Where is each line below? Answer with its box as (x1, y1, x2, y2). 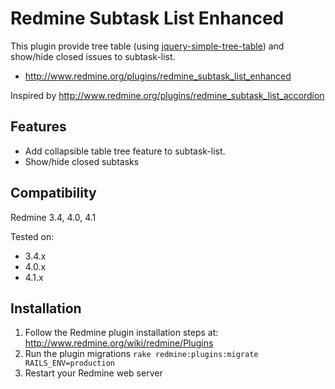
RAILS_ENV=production (24, 358, 115, 369)
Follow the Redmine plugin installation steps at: (24, 327, 219, 339)
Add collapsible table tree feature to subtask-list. (24, 145, 226, 157)
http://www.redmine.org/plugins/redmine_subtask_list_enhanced (24, 70, 292, 82)
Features (10, 118, 67, 136)
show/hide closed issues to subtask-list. (10, 50, 176, 62)
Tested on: (10, 230, 55, 242)
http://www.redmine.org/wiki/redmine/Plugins (24, 337, 214, 349)
